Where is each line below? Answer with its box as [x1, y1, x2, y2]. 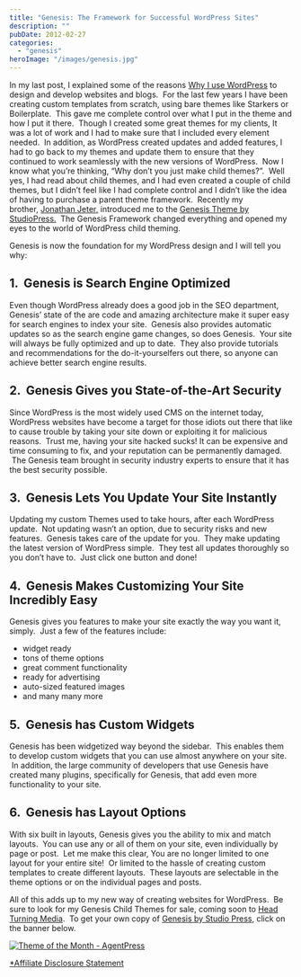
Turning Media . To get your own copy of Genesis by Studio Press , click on [9, 913, 286, 924]
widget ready [22, 644, 72, 654]
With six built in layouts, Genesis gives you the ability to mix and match [9, 829, 271, 839]
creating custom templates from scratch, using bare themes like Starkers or [9, 99, 289, 109]
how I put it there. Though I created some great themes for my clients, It [9, 118, 278, 129]
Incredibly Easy [9, 592, 98, 608]
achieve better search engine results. [9, 357, 147, 368]
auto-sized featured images [22, 681, 126, 692]
